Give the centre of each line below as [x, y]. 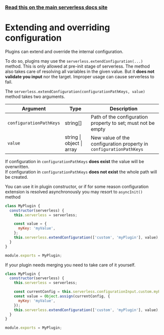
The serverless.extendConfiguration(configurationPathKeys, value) [75, 91]
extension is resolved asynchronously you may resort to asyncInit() [74, 191]
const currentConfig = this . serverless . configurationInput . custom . [84, 292]
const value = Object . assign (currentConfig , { [62, 296]
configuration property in [119, 144]
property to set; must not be [123, 123]
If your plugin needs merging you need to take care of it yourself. [70, 265]
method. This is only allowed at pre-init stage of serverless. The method [78, 66]
